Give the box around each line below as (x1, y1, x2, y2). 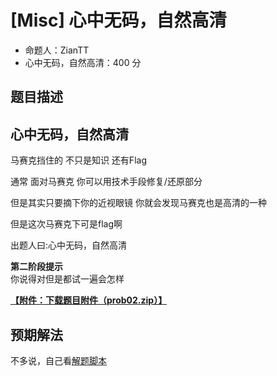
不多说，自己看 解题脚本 (10, 354, 107, 366)
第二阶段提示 (10, 261, 63, 273)
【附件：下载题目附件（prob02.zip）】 (10, 294, 168, 306)
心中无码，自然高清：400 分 (24, 56, 142, 68)
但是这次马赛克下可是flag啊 (10, 218, 123, 230)
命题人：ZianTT (24, 44, 90, 56)
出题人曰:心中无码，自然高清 (10, 239, 128, 251)
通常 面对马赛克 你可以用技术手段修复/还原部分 (10, 176, 203, 188)
